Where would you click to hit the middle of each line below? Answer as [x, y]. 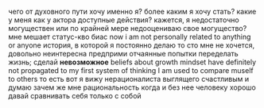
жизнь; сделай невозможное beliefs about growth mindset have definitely [132, 62]
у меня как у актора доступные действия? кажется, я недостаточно [124, 20]
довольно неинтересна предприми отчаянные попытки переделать [123, 54]
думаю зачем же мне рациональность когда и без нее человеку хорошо [132, 87]
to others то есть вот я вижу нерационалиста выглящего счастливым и [129, 79]
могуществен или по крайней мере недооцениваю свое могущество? [128, 28]
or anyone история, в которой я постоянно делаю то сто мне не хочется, [132, 45]
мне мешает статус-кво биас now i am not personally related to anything [130, 37]
